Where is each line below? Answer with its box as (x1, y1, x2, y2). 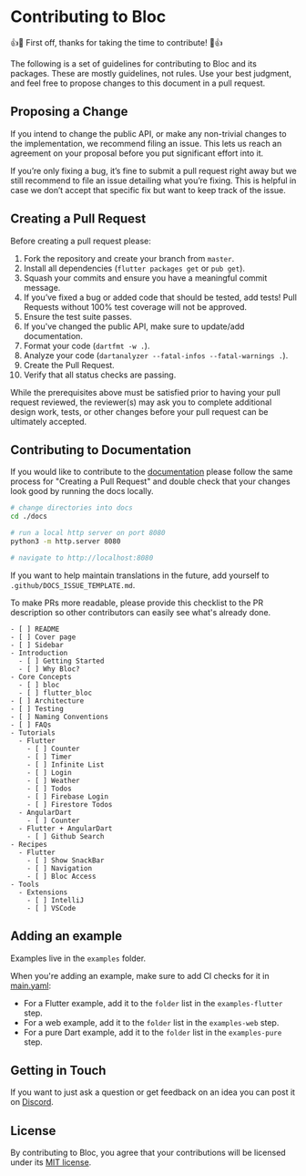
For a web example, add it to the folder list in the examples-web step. (23, 1016, 280, 1027)
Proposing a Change (10, 104, 128, 119)
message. (23, 282, 61, 293)
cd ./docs (10, 512, 48, 521)
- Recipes (10, 840, 48, 849)
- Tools (10, 880, 40, 889)
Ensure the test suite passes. (23, 311, 133, 322)
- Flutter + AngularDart (18, 823, 113, 833)
